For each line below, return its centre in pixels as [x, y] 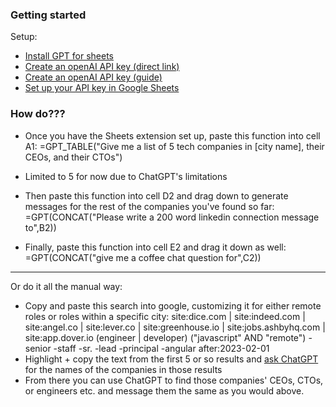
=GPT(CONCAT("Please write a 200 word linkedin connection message [172, 217]
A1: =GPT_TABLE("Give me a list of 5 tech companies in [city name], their [174, 146]
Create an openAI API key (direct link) [102, 67]
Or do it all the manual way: [66, 286]
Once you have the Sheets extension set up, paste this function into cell [172, 135]
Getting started [48, 15]
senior [38, 348]
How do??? [38, 114]
